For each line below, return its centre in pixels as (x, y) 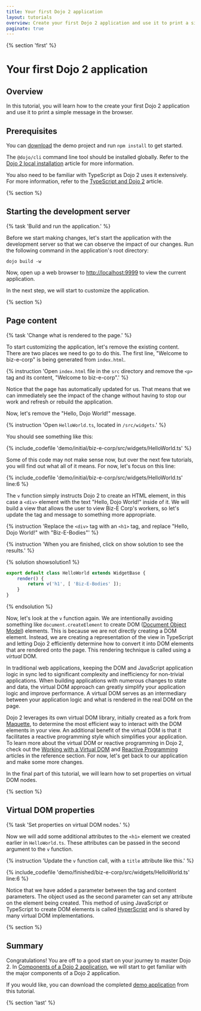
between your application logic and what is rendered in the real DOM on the (100, 700)
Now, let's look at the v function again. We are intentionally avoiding (89, 618)
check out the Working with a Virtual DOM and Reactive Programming (92, 749)
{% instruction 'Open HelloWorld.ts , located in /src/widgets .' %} (86, 424)
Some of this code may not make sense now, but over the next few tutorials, (100, 459)
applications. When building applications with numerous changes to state (96, 681)
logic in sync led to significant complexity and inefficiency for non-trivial (95, 674)
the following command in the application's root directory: (77, 250)
